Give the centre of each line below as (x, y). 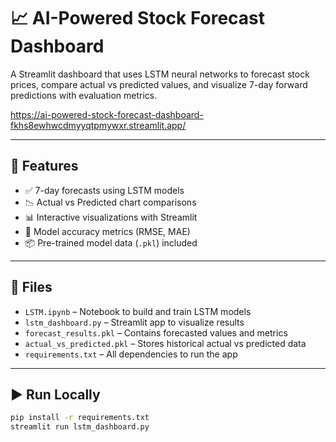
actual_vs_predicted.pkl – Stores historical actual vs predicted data (165, 343)
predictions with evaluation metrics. (84, 95)
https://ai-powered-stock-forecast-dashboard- (107, 114)
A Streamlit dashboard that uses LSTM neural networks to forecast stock (160, 74)
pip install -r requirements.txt (80, 418)
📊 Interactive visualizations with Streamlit (111, 217)
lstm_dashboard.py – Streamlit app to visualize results (134, 322)
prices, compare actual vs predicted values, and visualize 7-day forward (159, 84)
